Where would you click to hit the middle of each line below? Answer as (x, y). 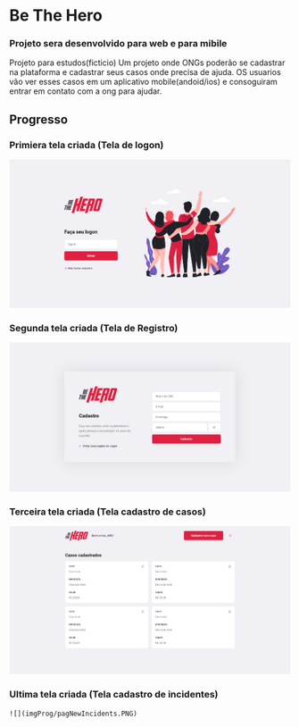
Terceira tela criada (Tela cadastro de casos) (108, 512)
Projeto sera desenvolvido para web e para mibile (118, 44)
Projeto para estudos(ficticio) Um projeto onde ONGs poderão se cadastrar (147, 63)
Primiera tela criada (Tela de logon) (87, 145)
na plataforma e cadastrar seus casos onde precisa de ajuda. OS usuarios (145, 72)
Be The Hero (56, 16)
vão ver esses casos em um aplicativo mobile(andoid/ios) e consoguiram (144, 82)
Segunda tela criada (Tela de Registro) (94, 328)
